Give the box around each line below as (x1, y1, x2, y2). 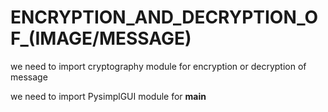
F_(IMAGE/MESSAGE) (10, 27, 192, 50)
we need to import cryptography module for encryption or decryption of (10, 60, 307, 72)
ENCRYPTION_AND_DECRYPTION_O (10, 6, 319, 29)
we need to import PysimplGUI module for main (10, 90, 207, 102)
